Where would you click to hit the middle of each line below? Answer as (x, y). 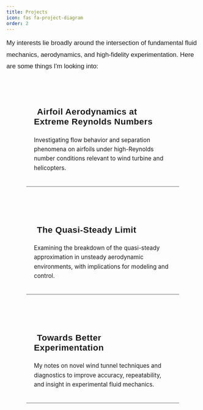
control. (44, 276)
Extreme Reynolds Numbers (93, 122)
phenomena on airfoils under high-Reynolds (94, 149)
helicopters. (50, 168)
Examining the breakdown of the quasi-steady (97, 248)
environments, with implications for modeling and (101, 266)
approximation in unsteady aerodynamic (89, 257)
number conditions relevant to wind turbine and (99, 158)
